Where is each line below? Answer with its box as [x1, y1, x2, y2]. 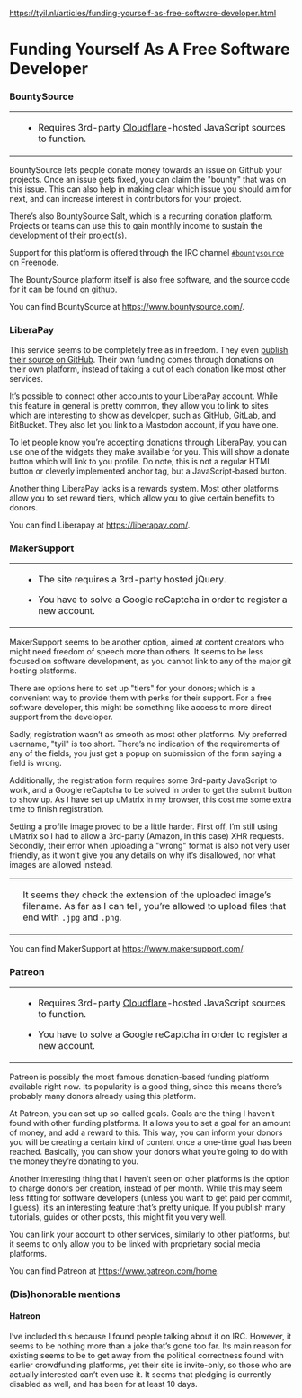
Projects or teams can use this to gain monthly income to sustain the [9, 221, 263, 231]
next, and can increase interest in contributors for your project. [9, 194, 243, 204]
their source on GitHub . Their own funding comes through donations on [9, 354, 274, 365]
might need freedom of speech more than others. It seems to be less [9, 646, 264, 657]
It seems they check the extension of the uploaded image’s [22, 888, 271, 901]
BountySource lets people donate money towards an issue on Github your [9, 165, 283, 176]
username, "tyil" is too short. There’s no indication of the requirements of [9, 738, 280, 750]
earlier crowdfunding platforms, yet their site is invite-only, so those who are [9, 1359, 292, 1370]
